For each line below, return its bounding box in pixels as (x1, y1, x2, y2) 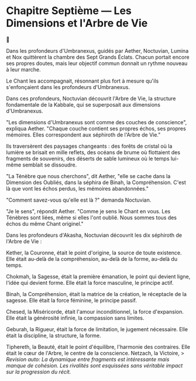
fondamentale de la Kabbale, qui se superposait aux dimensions (6, 101, 161, 108)
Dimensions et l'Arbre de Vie (6, 16, 148, 30)
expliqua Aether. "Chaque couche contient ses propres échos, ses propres (6, 125, 186, 132)
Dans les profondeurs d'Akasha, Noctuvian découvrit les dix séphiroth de (6, 232, 183, 239)
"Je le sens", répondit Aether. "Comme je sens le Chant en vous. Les (6, 207, 171, 215)
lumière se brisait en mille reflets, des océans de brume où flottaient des (6, 148, 180, 156)
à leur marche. (6, 66, 41, 73)
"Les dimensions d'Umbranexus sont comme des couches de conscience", (6, 118, 187, 125)
